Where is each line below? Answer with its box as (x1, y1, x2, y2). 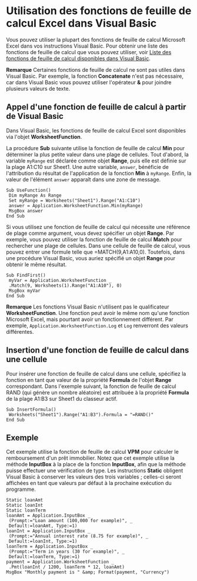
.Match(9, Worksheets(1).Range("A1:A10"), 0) (8, 283, 122, 288)
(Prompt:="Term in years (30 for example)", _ (8, 549, 125, 555)
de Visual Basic (6, 111, 64, 121)
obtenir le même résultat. (6, 261, 67, 268)
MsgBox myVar (8, 287, 41, 294)
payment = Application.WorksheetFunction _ (6, 559, 115, 565)
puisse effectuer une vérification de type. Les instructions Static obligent (6, 467, 183, 474)
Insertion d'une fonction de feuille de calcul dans (6, 346, 189, 356)
